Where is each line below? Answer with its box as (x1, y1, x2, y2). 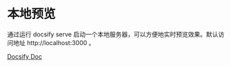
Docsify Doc (7, 52, 43, 60)
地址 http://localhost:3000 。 (12, 38, 95, 46)
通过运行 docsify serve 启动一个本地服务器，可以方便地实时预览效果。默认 (7, 30, 219, 38)
